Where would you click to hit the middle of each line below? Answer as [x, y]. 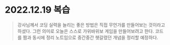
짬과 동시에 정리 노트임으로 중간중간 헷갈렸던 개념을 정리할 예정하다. [90, 37]
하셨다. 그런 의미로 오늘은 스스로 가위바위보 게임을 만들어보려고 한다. [86, 31]
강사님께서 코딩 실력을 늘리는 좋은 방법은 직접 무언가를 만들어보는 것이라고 [91, 25]
